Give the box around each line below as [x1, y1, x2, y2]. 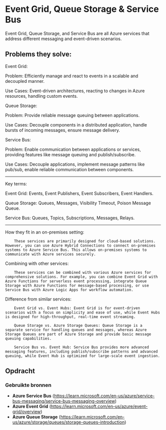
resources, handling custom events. [5, 93, 78, 99]
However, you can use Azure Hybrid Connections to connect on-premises [5, 243, 156, 248]
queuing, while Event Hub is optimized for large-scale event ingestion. [5, 353, 161, 358]
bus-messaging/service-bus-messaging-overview [12, 398, 115, 404]
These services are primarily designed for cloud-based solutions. [14, 239, 156, 244]
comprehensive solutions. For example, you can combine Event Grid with [5, 274, 158, 279]
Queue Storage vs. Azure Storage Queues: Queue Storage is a [14, 323, 142, 328]
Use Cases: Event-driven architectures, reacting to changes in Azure [5, 88, 145, 94]
